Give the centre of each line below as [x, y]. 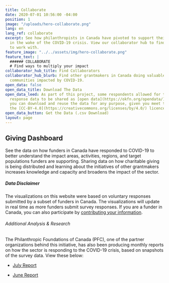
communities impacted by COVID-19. [47, 80]
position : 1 [18, 19]
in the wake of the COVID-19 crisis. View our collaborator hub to [82, 43]
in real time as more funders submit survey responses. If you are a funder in [84, 207]
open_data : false [23, 85]
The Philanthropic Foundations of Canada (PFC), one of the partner [75, 239]
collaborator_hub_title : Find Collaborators [53, 71]
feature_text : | [22, 57]
